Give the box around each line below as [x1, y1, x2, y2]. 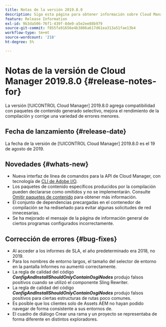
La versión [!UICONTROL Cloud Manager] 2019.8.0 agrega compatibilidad [5, 102, 155, 108]
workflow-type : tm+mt [5, 30, 50, 35]
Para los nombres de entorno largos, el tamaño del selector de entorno [12, 258, 157, 265]
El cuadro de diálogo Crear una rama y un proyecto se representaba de [12, 311, 157, 317]
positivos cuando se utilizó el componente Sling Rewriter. [12, 280, 129, 285]
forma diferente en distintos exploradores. [12, 316, 98, 322]
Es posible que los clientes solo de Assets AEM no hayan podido [12, 300, 144, 307]
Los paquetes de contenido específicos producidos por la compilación [12, 184, 156, 189]
